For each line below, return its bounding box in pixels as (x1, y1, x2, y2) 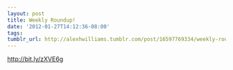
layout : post (7, 10, 45, 17)
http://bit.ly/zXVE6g (7, 55, 64, 63)
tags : (7, 29, 23, 37)
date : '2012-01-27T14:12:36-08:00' (7, 23, 110, 30)
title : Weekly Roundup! (7, 17, 76, 24)
